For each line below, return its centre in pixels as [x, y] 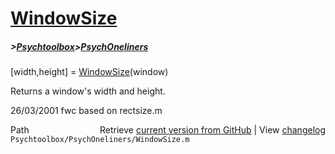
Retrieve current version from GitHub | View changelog [212, 130]
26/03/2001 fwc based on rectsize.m [86, 111]
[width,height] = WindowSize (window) [89, 72]
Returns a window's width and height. [88, 91]
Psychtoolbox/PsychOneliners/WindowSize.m [100, 140]
